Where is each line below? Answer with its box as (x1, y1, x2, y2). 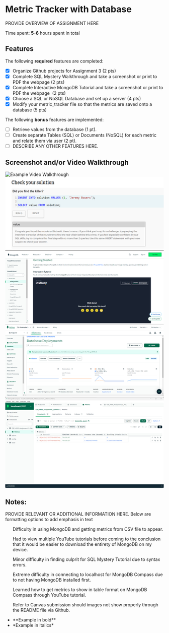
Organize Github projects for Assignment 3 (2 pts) (12, 68, 117, 74)
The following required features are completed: (5, 58, 104, 64)
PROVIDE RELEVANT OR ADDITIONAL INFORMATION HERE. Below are (5, 511, 151, 517)
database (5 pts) (12, 107, 47, 113)
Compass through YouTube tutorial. (12, 592, 87, 598)
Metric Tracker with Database (5, 4, 132, 15)
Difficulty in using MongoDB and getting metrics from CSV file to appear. (12, 526, 163, 532)
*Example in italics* (12, 622, 54, 628)
